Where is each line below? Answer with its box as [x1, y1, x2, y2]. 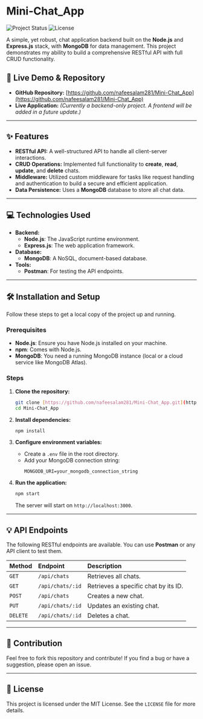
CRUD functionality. [6, 55, 56, 62]
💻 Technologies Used [6, 210, 91, 220]
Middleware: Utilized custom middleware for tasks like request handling [14, 173, 195, 180]
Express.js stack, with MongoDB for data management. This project [6, 42, 176, 50]
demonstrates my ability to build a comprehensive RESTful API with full [6, 48, 183, 56]
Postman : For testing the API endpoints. [24, 268, 124, 275]
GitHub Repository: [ [14, 89, 68, 96]
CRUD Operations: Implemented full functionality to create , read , [14, 160, 178, 168]
